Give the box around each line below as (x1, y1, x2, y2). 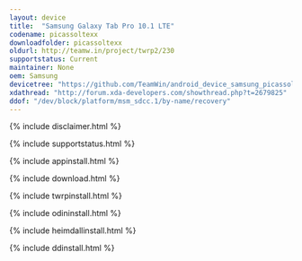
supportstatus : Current (9, 55, 99, 64)
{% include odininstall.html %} (9, 208, 121, 219)
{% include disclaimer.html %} (9, 121, 121, 132)
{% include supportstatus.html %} (9, 138, 136, 149)
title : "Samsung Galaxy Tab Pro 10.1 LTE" (9, 22, 175, 30)
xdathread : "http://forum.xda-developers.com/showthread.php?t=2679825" (9, 88, 288, 97)
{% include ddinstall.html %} (9, 243, 115, 254)
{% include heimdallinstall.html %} (9, 225, 137, 236)
